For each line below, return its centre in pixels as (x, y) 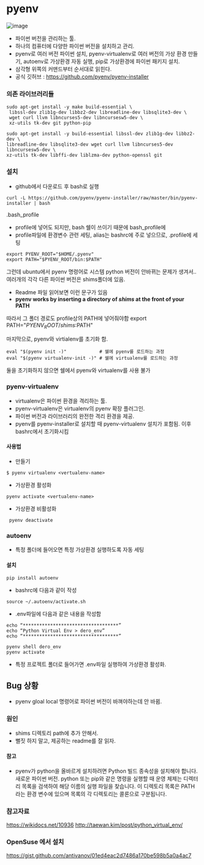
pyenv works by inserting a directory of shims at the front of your (100, 299)
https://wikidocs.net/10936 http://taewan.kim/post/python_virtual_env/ (95, 825)
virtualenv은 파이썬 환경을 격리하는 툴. (61, 401)
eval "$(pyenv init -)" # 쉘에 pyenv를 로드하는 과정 (86, 352)
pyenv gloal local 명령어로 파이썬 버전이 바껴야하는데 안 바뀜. (88, 702)
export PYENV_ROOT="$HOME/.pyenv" (50, 254)
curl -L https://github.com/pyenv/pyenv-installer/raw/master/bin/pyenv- (102, 198)
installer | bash (28, 203)
